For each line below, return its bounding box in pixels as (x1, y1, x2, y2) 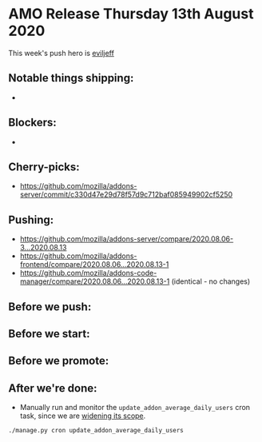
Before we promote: (8, 354, 109, 368)
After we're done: (8, 381, 97, 395)
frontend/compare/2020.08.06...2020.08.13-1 (19, 260, 169, 269)
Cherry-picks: (8, 160, 80, 173)
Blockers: (8, 116, 58, 129)
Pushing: (8, 213, 54, 226)
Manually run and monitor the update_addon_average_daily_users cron (19, 403, 250, 412)
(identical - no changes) (171, 277, 251, 286)
